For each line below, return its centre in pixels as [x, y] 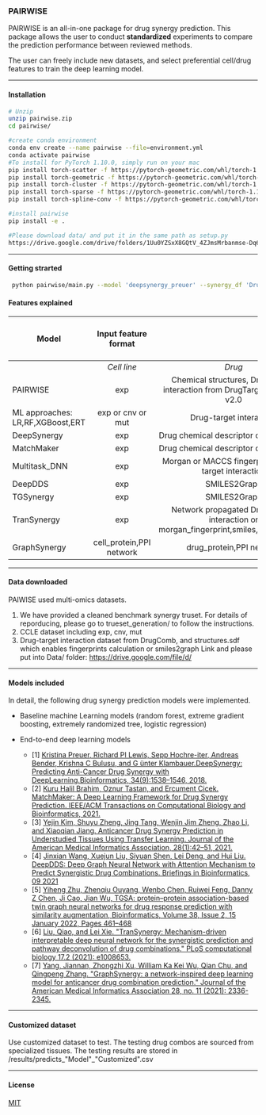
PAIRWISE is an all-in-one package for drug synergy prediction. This [120, 29]
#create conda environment [53, 140]
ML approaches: [42, 412]
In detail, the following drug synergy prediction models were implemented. [129, 700]
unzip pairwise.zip [40, 119]
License [22, 1085]
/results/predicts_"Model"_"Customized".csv [81, 1059]
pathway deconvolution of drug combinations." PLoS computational [141, 948]
